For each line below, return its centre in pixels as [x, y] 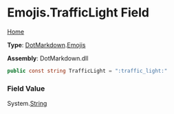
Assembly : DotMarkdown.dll [48, 58]
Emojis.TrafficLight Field [78, 13]
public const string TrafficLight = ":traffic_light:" [87, 71]
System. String [27, 104]
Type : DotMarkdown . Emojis [46, 45]
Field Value [26, 89]
